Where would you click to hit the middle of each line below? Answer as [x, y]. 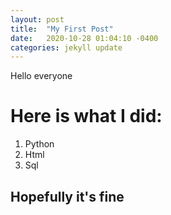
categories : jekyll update [66, 47]
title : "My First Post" [62, 29]
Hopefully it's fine [67, 196]
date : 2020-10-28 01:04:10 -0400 [84, 38]
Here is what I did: [86, 116]
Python [39, 144]
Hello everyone [41, 76]
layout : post [37, 19]
